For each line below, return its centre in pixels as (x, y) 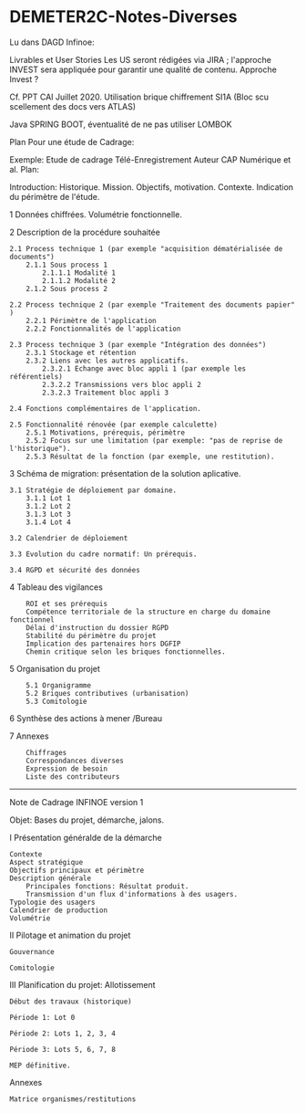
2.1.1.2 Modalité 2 (79, 280)
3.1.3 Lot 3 (48, 514)
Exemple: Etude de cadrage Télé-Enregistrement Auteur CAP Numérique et (150, 159)
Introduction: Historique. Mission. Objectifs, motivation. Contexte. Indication (152, 187)
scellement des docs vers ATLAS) (73, 106)
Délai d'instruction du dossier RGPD (97, 627)
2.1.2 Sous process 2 (66, 289)
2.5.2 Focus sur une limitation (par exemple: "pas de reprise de (154, 440)
